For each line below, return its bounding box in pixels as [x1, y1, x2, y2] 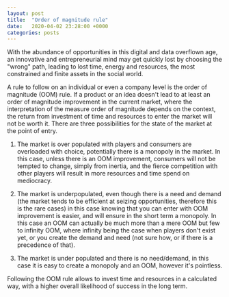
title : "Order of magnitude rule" [7, 16, 109, 23]
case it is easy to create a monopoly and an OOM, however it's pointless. [16, 261, 223, 270]
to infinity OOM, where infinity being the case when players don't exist [16, 226, 215, 235]
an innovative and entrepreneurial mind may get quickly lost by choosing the [7, 56, 222, 64]
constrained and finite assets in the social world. [7, 70, 144, 78]
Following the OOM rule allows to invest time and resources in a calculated [7, 275, 217, 283]
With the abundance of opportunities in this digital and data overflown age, [7, 48, 218, 56]
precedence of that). [16, 241, 75, 249]
